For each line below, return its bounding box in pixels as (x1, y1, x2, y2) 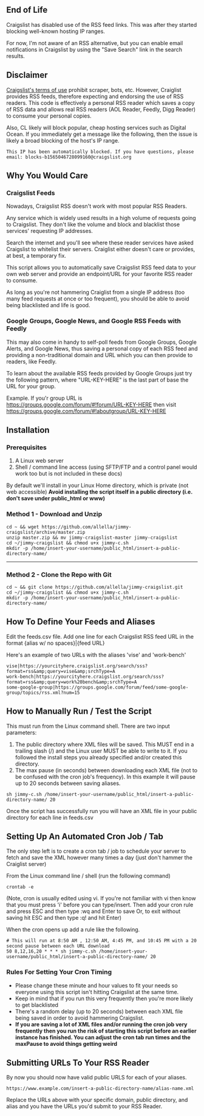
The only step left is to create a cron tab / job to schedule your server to (6, 847, 186, 855)
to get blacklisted (15, 1001, 59, 1008)
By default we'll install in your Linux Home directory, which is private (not (6, 482, 189, 489)
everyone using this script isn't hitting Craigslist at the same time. (15, 988, 179, 995)
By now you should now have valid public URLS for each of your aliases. (6, 1074, 187, 1081)
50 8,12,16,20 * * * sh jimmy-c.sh (6, 948, 97, 954)
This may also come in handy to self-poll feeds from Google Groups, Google (6, 338, 197, 346)
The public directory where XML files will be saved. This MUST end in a (15, 741, 194, 748)
